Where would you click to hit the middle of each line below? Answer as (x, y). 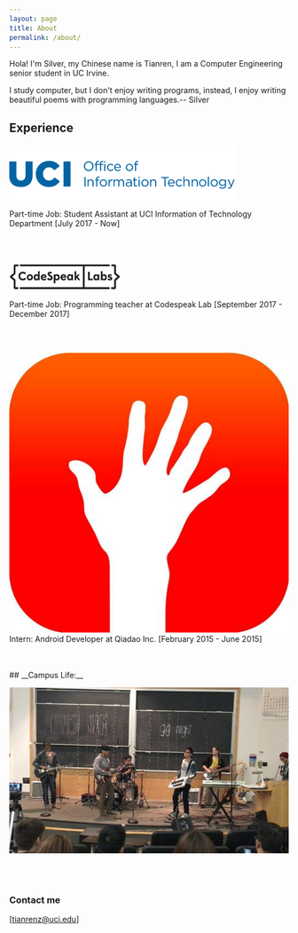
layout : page (33, 19)
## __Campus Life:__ (47, 676)
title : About (33, 28)
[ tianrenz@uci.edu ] (44, 920)
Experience (41, 127)
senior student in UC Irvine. (59, 73)
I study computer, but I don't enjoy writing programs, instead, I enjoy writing (148, 91)
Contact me (35, 899)
